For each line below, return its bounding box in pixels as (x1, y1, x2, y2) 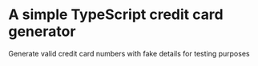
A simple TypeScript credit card (8, 6, 224, 24)
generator (8, 22, 76, 41)
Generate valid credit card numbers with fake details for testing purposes (8, 49, 250, 58)
